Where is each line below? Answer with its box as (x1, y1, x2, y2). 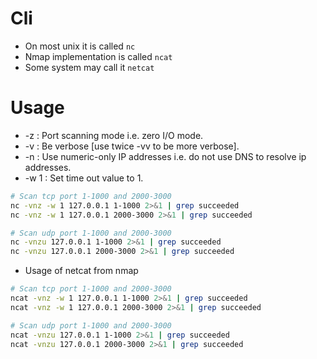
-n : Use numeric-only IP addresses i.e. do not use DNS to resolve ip (24, 150, 307, 162)
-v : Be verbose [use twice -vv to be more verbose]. (24, 140, 240, 152)
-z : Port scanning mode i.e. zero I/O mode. (24, 129, 204, 141)
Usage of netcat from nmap (24, 265, 139, 277)
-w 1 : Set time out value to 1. (24, 172, 144, 184)
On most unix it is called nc (24, 40, 136, 52)
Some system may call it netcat (24, 61, 155, 73)
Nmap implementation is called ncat (24, 50, 173, 62)
